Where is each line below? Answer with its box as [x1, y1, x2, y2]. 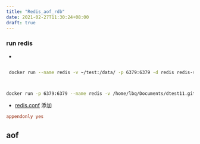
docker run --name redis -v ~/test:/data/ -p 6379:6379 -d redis [8, 69, 174, 75]
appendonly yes [6, 114, 44, 120]
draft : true [6, 20, 36, 25]
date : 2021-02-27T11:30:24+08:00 [6, 14, 89, 20]
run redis [6, 39, 33, 47]
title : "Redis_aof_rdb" [6, 8, 65, 15]
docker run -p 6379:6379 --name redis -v [6, 90, 111, 97]
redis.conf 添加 [14, 102, 52, 109]
